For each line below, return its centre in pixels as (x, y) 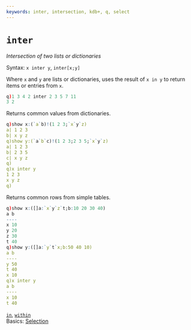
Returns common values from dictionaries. (58, 113)
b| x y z (17, 136)
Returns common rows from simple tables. (58, 197)
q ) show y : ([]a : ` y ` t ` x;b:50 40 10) (49, 247)
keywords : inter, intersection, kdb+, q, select (68, 12)
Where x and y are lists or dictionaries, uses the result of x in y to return (96, 79)
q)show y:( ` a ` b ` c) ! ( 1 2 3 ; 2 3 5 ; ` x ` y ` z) (57, 141)
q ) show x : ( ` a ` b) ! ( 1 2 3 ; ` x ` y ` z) (47, 124)
